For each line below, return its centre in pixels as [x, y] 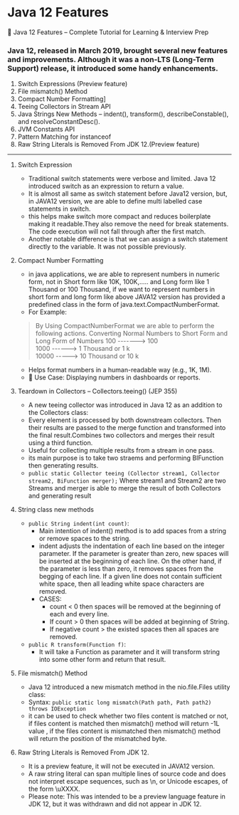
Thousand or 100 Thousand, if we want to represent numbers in [122, 290]
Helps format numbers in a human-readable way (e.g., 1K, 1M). [120, 370]
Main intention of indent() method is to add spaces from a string [132, 531]
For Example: [48, 312]
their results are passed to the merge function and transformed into [127, 428]
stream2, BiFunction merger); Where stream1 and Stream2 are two [127, 480]
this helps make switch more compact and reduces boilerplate [119, 216]
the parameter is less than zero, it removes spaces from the [126, 569]
